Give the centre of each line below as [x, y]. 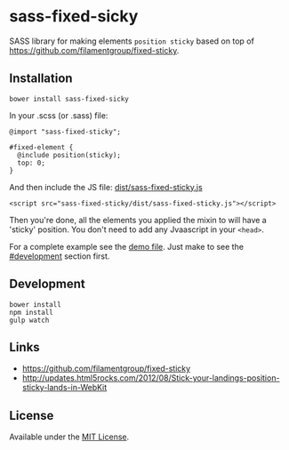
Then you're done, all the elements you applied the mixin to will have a [138, 220]
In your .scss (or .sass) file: [59, 115]
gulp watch [29, 320]
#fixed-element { [41, 147]
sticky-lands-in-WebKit [64, 388]
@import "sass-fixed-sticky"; [65, 132]
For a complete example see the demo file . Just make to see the [127, 246]
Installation [41, 79]
